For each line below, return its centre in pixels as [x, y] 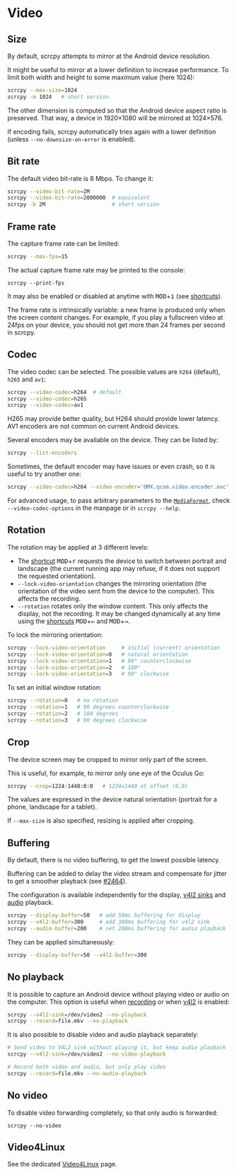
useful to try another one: [44, 474]
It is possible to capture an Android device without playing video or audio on [118, 994]
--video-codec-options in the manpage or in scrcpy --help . [94, 508]
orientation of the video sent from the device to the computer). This [116, 591]
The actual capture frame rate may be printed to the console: [96, 270]
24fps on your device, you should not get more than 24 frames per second [116, 325]
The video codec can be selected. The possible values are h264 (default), [114, 371]
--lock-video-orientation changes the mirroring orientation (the [112, 583]
